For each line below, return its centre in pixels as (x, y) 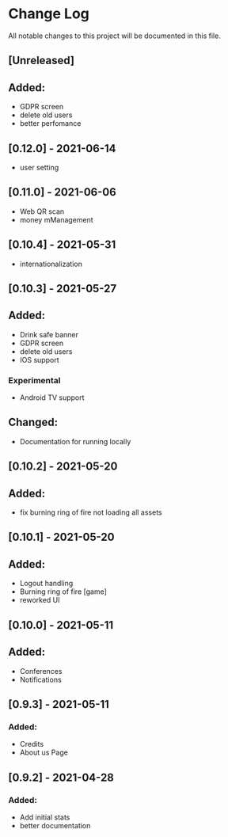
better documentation (55, 825)
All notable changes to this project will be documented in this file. (115, 36)
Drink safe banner (49, 334)
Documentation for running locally (75, 441)
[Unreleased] (42, 61)
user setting (39, 167)
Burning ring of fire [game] (63, 592)
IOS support (39, 360)
